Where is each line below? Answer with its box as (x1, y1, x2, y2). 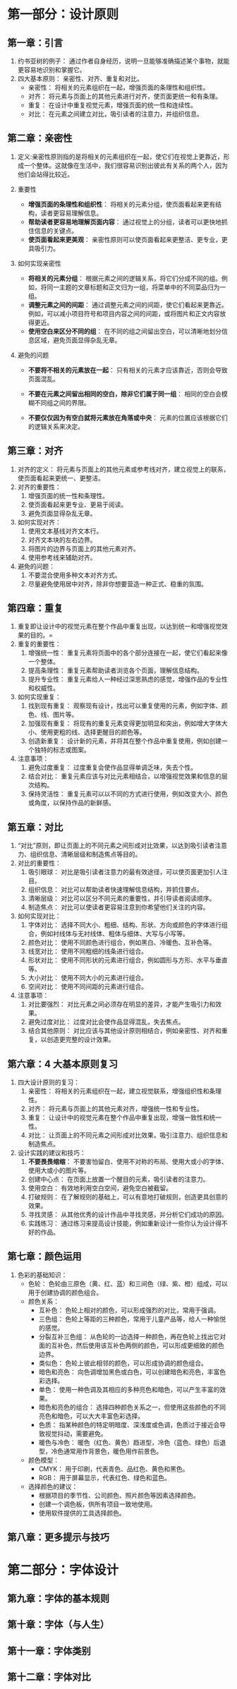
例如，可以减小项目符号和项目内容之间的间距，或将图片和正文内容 (28, 309, 220, 317)
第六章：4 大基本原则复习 (7, 1058, 119, 1070)
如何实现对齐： (17, 518, 61, 526)
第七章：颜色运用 (7, 1250, 82, 1263)
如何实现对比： (17, 912, 61, 921)
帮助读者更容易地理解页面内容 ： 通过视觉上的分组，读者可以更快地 (28, 217, 222, 226)
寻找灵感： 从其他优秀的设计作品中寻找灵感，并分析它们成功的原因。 (28, 1211, 228, 1219)
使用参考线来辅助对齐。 (28, 553, 97, 562)
